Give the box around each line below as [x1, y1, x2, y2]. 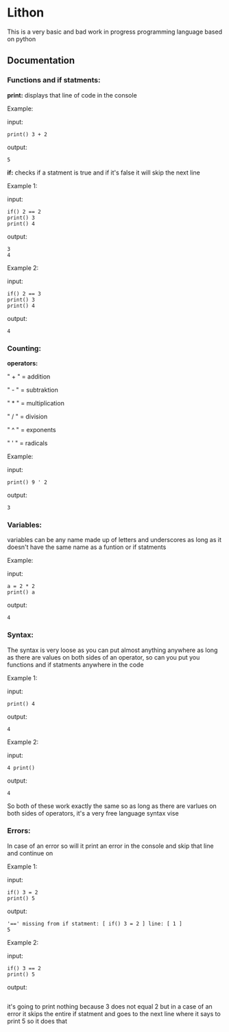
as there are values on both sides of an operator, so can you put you [7, 653, 200, 661]
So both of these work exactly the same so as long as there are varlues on [7, 802, 217, 810]
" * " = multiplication [7, 399, 65, 407]
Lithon [7, 5, 45, 21]
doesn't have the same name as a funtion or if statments [7, 543, 167, 551]
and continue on [7, 849, 53, 857]
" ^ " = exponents [7, 425, 56, 434]
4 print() [7, 764, 36, 771]
